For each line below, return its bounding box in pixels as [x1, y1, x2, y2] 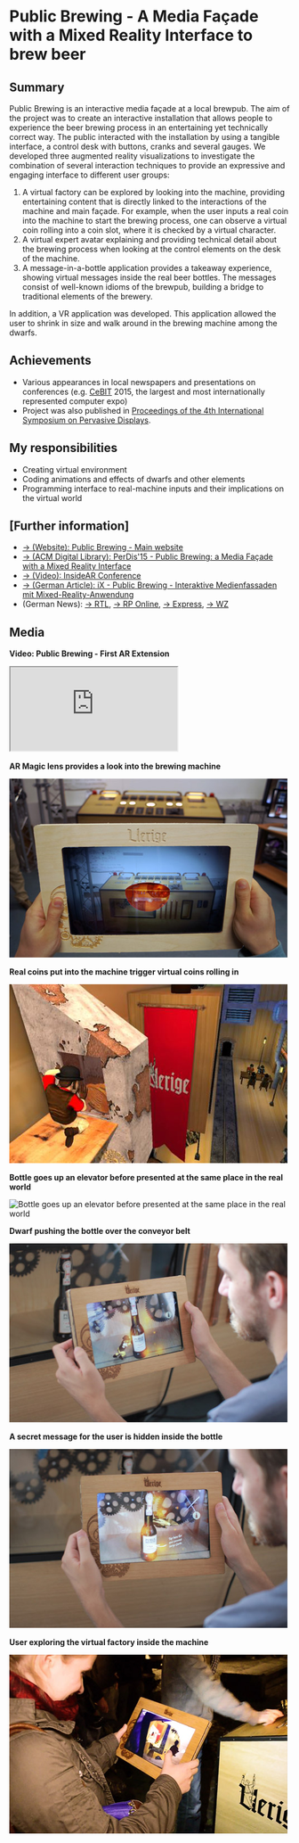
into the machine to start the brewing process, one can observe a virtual [21, 216, 287, 226]
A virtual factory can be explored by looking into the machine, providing [21, 187, 286, 197]
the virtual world [21, 492, 83, 503]
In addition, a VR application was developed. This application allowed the [9, 309, 277, 318]
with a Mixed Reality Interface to [9, 25, 254, 45]
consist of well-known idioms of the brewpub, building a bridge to [21, 282, 264, 292]
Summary [9, 79, 65, 95]
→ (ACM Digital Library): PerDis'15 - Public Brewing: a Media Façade [21, 551, 274, 563]
